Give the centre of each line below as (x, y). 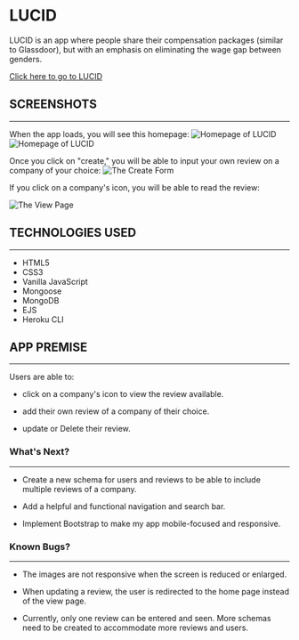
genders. (26, 59)
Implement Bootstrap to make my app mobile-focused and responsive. (151, 523)
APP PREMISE (48, 347)
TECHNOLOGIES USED (73, 233)
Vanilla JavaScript (55, 281)
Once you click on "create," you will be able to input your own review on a (145, 160)
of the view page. (54, 601)
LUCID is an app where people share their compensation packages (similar (146, 40)
